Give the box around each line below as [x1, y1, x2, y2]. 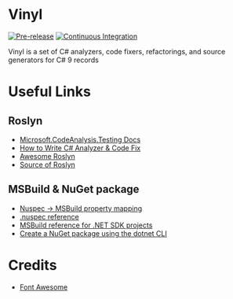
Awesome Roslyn [19, 151, 76, 161]
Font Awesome [19, 282, 68, 292]
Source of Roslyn [19, 160, 76, 169]
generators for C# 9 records [8, 55, 100, 65]
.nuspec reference [19, 212, 80, 221]
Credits [8, 256, 57, 274]
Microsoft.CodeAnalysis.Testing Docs [19, 135, 141, 144]
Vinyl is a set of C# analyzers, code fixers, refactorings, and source [8, 46, 226, 56]
